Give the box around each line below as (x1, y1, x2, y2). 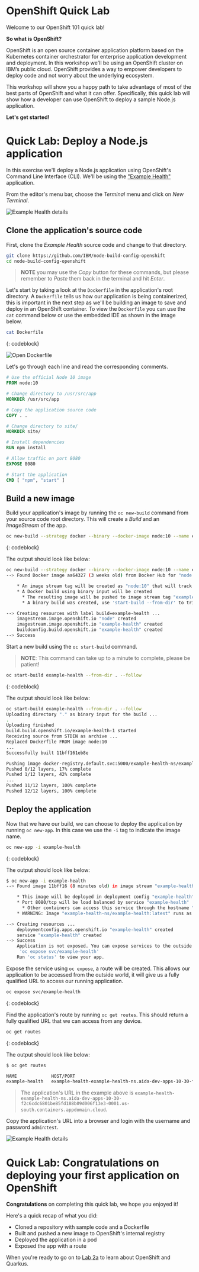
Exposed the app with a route (14, 1242, 87, 1250)
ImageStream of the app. (6, 522, 68, 529)
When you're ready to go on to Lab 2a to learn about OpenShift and (6, 1254, 171, 1261)
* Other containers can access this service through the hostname (21, 905, 190, 911)
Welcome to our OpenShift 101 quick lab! (6, 24, 105, 31)
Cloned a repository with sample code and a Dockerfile (14, 1223, 149, 1231)
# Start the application (6, 472, 68, 478)
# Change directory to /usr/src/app (6, 391, 97, 397)
